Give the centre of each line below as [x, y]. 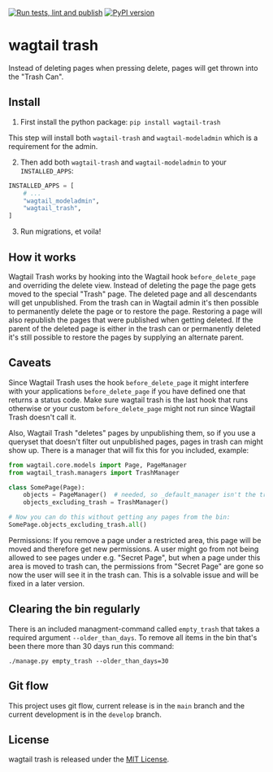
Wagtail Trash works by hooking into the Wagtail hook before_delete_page [132, 276]
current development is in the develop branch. [85, 714]
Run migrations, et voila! [61, 231]
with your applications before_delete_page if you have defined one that [127, 391]
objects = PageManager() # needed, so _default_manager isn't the [139, 495]
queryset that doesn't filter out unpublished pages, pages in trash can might [136, 441]
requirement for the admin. [53, 146]
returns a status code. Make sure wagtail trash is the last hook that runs [128, 400]
